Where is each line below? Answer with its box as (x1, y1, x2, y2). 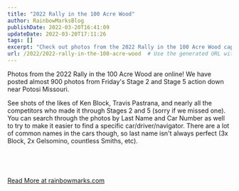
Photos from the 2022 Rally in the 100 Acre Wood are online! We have (7, 69, 212, 78)
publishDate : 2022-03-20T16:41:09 (7, 24, 110, 31)
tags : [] (7, 37, 33, 44)
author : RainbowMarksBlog (7, 17, 84, 24)
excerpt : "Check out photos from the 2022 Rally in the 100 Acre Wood (7, 43, 221, 51)
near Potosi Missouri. (7, 85, 70, 93)
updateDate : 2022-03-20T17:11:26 (7, 30, 107, 38)
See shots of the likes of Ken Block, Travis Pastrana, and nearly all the (7, 98, 212, 107)
